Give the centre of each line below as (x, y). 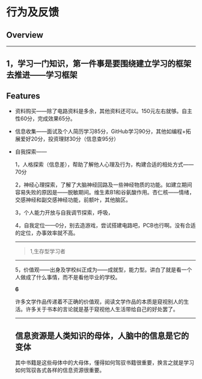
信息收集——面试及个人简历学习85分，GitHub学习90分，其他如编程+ (100, 131)
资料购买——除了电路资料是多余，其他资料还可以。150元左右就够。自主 (103, 111)
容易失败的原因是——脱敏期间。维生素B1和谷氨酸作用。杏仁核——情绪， (105, 193)
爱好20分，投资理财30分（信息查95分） (69, 139)
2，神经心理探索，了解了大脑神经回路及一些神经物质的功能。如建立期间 (103, 185)
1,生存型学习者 (48, 251)
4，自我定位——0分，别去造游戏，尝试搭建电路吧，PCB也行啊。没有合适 (105, 226)
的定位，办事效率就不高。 (47, 233)
